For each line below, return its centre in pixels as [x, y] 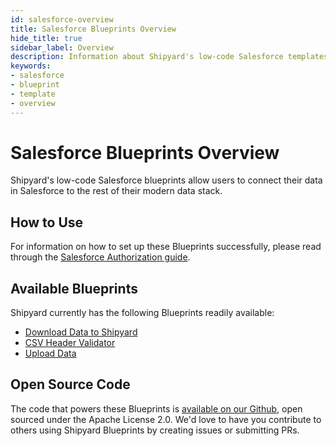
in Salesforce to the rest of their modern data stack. [116, 191]
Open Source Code [70, 384]
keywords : [31, 66]
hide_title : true [46, 38]
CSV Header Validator [70, 343]
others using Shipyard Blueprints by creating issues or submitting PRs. [155, 430]
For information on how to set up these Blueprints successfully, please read [166, 247]
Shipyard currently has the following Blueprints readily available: [142, 313]
